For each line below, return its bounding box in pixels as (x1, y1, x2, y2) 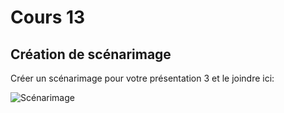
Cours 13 (10, 6, 86, 29)
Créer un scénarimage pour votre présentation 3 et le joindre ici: (10, 72, 275, 84)
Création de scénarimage (10, 46, 172, 63)
